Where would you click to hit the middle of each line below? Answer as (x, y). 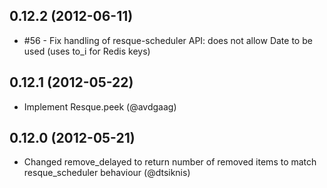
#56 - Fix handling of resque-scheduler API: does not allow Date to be (168, 40)
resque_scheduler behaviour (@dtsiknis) (107, 173)
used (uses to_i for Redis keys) (87, 51)
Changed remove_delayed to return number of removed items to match (170, 162)
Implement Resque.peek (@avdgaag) (100, 106)
